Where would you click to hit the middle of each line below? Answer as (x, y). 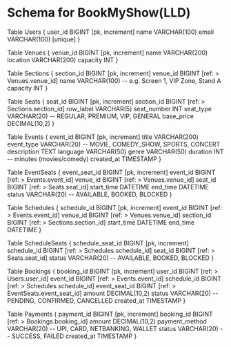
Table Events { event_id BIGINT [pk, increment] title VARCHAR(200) (103, 137)
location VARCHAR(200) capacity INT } (63, 59)
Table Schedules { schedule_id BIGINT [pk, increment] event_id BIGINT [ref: (115, 207)
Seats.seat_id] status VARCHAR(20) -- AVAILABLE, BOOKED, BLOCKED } (111, 258)
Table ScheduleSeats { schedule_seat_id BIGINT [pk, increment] (98, 243)
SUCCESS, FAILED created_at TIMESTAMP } (74, 336)
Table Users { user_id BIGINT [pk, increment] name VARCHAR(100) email (111, 32)
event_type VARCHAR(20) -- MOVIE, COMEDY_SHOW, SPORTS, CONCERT (114, 144)
